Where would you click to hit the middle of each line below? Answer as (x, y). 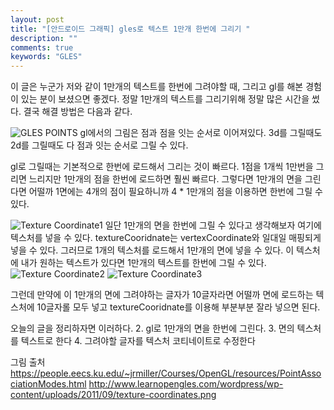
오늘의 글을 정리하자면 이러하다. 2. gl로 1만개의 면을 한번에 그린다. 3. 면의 (152, 328)
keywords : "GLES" (46, 57)
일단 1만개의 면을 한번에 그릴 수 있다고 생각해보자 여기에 (213, 225)
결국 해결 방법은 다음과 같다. (78, 112)
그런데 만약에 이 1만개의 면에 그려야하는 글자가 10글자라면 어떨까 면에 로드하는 (162, 295)
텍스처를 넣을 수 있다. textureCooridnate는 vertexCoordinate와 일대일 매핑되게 (166, 238)
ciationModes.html (48, 384)
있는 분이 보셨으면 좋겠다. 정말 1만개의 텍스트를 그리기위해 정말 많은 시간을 (165, 99)
